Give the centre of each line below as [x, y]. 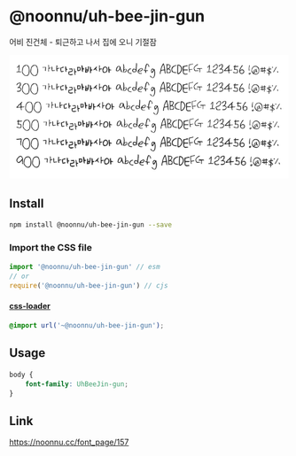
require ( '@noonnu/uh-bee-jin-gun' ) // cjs [89, 286]
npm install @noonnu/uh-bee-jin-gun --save [91, 225]
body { [21, 375]
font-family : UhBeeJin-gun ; [77, 384]
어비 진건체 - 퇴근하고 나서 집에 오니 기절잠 [83, 42]
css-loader [30, 305]
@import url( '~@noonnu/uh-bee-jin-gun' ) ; [87, 326]
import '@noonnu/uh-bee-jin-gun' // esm [85, 267]
